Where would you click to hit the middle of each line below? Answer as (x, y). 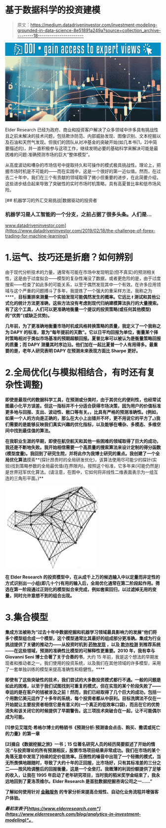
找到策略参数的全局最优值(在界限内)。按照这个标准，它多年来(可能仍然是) (86, 466)
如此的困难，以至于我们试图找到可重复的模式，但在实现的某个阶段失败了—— (83, 686)
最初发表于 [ (17, 808)
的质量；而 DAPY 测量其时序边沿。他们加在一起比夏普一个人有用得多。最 (79, 344)
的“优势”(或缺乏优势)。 (29, 315)
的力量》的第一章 (22, 733)
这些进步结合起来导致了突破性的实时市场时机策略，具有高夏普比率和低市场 (81, 183)
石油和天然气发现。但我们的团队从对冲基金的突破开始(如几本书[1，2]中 (81, 142)
